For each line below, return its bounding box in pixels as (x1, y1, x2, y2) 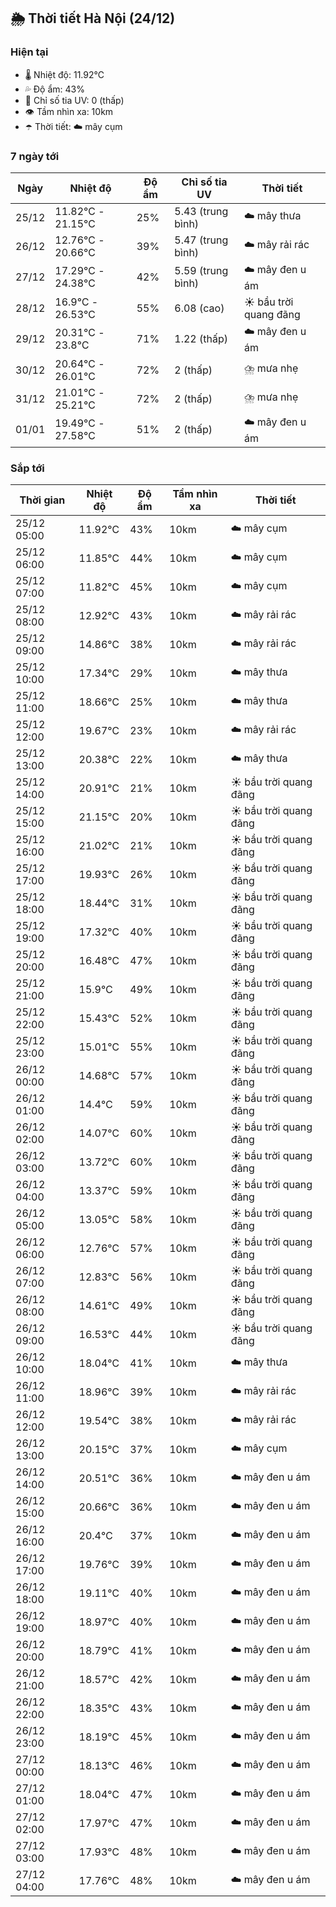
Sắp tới (10, 461, 45, 475)
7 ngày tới (10, 149, 60, 163)
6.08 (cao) (174, 301, 225, 315)
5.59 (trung (174, 264, 229, 278)
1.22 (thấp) (174, 332, 228, 346)
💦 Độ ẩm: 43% (24, 83, 85, 95)
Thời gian (19, 493, 66, 507)
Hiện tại (10, 45, 49, 59)
